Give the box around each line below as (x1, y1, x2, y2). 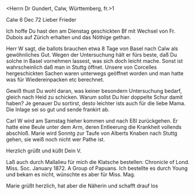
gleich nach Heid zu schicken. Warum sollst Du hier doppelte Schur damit (6, 93, 183, 100)
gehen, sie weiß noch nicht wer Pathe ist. (6, 136, 105, 142)
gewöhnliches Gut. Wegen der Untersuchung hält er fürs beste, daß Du (6, 51, 177, 58)
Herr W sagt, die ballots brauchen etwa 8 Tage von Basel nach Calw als (6, 45, 178, 52)
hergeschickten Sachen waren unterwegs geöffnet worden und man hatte (6, 70, 184, 76)
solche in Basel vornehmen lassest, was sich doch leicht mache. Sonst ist (6, 58, 183, 64)
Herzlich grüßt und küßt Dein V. (6, 147, 82, 154)
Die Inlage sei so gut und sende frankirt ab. (6, 106, 110, 113)
